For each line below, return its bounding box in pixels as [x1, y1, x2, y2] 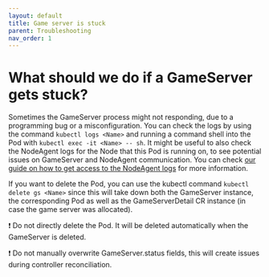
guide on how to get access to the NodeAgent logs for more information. [8, 164, 249, 173]
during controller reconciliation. [8, 260, 112, 270]
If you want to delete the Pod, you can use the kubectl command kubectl [8, 179, 249, 189]
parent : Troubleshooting [8, 26, 92, 35]
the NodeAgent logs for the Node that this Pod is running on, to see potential [8, 146, 262, 157]
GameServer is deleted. [8, 232, 87, 242]
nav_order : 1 [8, 34, 52, 43]
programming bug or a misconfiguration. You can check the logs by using [8, 121, 252, 131]
